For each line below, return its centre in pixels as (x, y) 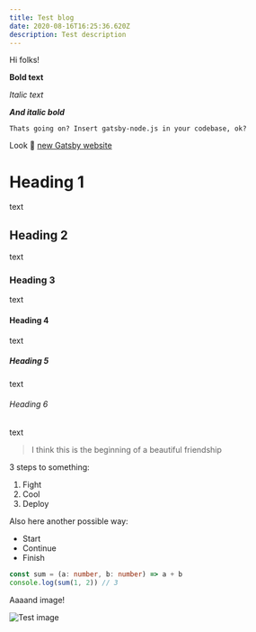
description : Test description (68, 34)
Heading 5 (29, 361)
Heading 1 (47, 182)
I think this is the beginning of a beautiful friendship (127, 449)
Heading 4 (29, 321)
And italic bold (37, 113)
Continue (39, 548)
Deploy (35, 503)
